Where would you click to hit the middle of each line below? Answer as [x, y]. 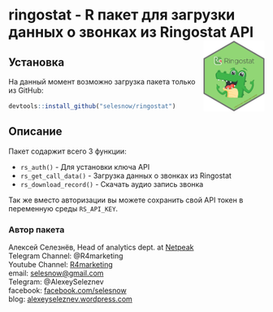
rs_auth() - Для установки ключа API [85, 167]
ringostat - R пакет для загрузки [122, 15]
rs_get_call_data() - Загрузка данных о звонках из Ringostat [126, 175]
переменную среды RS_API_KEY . [63, 208]
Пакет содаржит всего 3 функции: [68, 151]
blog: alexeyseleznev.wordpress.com [70, 299]
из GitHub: [26, 90]
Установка [37, 62]
